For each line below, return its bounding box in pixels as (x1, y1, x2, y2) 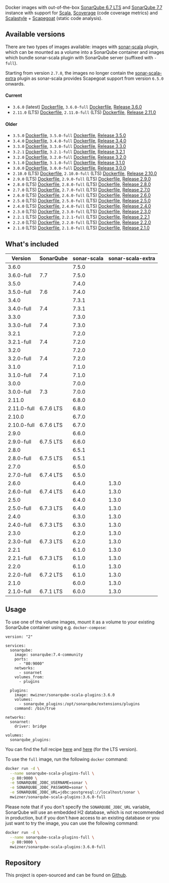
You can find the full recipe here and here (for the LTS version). (5, 746, 138, 752)
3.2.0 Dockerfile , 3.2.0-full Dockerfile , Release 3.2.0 (12, 154, 126, 160)
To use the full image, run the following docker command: (5, 756, 128, 762)
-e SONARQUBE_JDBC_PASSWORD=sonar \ (10, 785, 88, 790)
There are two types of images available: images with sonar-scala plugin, (5, 44, 159, 50)
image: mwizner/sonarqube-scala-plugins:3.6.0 (14, 692, 115, 698)
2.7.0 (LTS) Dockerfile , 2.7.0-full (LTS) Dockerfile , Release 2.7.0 (12, 187, 150, 193)
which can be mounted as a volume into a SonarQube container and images (5, 49, 164, 55)
